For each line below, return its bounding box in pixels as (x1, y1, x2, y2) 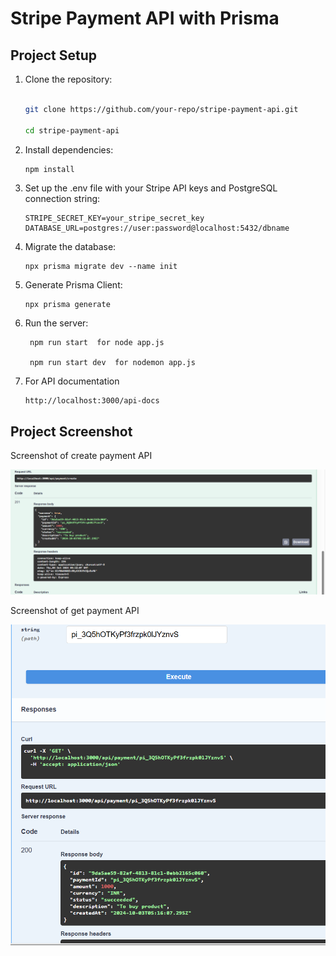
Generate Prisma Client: (24, 279, 123, 291)
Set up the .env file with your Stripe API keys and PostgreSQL (24, 182, 278, 194)
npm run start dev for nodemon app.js (29, 358, 196, 368)
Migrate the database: (24, 241, 117, 253)
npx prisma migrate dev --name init (24, 262, 178, 272)
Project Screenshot (10, 423, 133, 440)
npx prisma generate (24, 300, 111, 310)
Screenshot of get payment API (10, 605, 140, 617)
